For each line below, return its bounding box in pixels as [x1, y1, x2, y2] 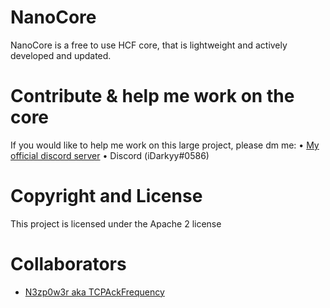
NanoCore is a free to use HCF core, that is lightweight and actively [10, 39, 288, 51]
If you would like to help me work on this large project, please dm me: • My [10, 139, 320, 151]
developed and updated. [10, 49, 112, 61]
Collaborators [10, 253, 127, 275]
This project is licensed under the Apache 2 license [10, 217, 222, 230]
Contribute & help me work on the [10, 85, 295, 108]
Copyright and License [10, 185, 203, 208]
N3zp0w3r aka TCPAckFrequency [24, 286, 165, 298]
